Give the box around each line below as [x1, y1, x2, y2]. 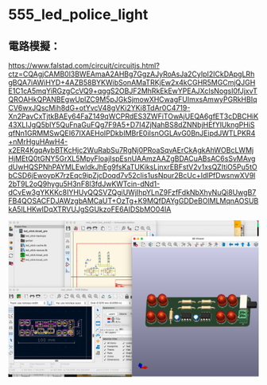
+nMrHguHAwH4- [8, 137, 68, 146]
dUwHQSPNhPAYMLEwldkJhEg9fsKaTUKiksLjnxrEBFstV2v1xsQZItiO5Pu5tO [8, 162, 257, 172]
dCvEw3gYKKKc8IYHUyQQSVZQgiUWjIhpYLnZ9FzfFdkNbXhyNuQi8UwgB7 [8, 188, 257, 196]
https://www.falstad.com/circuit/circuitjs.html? [8, 61, 161, 70]
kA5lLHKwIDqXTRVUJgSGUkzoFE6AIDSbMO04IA [8, 204, 172, 214]
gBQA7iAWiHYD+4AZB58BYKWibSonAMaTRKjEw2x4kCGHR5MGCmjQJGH [8, 78, 256, 87]
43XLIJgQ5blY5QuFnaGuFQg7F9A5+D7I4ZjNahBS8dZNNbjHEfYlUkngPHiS [8, 120, 256, 129]
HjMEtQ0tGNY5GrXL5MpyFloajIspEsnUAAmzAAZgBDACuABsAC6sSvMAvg [8, 154, 256, 163]
